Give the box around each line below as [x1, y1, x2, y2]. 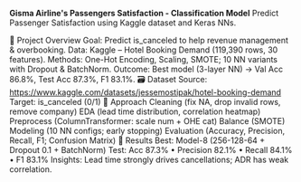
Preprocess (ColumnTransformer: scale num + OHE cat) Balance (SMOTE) [9, 116, 286, 126]
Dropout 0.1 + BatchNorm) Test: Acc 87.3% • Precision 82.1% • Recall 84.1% [9, 145, 293, 155]
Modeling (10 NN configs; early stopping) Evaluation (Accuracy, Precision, [9, 126, 286, 136]
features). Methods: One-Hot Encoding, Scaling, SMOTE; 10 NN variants [9, 54, 278, 64]
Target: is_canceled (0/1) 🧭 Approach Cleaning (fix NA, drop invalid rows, [9, 97, 281, 107]
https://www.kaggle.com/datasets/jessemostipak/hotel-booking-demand [9, 87, 282, 98]
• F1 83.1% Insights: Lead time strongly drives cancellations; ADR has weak [9, 154, 289, 165]
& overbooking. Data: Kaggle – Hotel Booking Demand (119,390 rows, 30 [9, 44, 278, 55]
